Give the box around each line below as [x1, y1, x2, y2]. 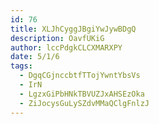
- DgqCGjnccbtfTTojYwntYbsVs [19, 71, 141, 81]
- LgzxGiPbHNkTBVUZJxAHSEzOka [19, 89, 145, 99]
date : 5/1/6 [10, 52, 60, 62]
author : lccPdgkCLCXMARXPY [10, 42, 123, 53]
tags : [10, 61, 33, 71]
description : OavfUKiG [10, 33, 105, 43]
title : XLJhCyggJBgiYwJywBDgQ [10, 24, 137, 34]
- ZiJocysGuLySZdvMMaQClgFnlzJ [19, 98, 150, 108]
